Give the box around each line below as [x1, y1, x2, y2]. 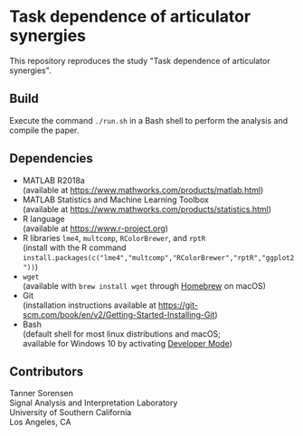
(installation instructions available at [22, 300, 156, 311]
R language [22, 213, 65, 224]
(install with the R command [22, 242, 127, 253]
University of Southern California [9, 407, 132, 418]
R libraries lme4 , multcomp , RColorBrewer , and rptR [22, 232, 206, 243]
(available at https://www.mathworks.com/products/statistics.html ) [22, 203, 272, 214]
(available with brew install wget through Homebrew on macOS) [22, 280, 267, 291]
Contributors [9, 364, 84, 379]
